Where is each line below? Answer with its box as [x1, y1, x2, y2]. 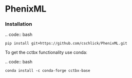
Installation [5, 21, 33, 28]
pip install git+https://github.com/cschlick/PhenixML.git [5, 41, 128, 46]
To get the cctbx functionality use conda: [5, 49, 88, 55]
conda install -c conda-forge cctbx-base [5, 68, 91, 73]
